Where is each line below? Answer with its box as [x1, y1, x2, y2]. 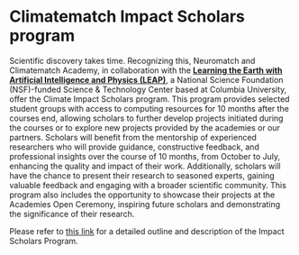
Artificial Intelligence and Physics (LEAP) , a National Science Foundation [9, 74, 284, 85]
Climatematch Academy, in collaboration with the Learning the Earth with [9, 65, 283, 76]
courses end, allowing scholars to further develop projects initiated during [9, 113, 284, 123]
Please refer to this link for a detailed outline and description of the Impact [9, 225, 285, 236]
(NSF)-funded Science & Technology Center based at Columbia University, [9, 84, 287, 95]
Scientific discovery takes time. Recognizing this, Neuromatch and [9, 55, 256, 66]
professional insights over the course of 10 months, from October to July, [9, 150, 281, 161]
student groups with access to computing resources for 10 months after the [9, 103, 290, 114]
